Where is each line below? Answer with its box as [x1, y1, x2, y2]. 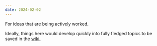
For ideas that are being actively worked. [5, 21, 88, 27]
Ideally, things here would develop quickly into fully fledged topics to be [5, 30, 153, 36]
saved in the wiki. [5, 36, 41, 42]
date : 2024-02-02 [5, 7, 41, 12]
